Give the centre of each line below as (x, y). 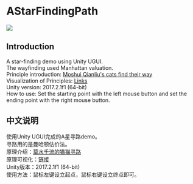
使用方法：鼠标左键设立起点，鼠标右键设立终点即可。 (73, 174)
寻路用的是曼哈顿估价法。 (38, 144)
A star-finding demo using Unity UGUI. (55, 61)
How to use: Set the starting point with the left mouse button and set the (97, 94)
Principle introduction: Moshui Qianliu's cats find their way (79, 74)
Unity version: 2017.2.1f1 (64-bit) (47, 87)
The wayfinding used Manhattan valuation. (60, 67)
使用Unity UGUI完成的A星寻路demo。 (53, 136)
